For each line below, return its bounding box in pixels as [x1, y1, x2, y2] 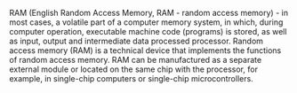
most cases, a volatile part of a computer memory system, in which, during [9, 17, 284, 27]
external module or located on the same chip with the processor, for [9, 64, 258, 74]
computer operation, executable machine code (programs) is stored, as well [9, 27, 287, 36]
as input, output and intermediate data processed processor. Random [9, 35, 264, 46]
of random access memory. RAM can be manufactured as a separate [9, 55, 262, 65]
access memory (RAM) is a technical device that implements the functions [9, 45, 282, 56]
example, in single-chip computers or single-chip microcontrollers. [9, 74, 253, 83]
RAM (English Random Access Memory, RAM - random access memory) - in [9, 8, 289, 18]
